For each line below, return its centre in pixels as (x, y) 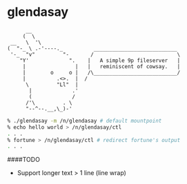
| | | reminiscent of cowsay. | (101, 66)
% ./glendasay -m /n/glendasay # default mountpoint (85, 121)
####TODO (23, 160)
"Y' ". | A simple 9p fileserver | (100, 60)
